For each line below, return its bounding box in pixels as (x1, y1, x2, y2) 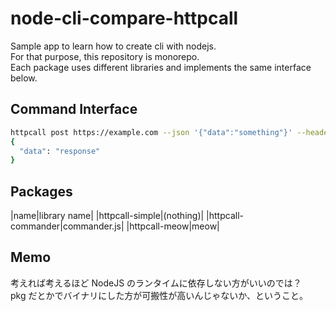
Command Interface (10, 101, 138, 118)
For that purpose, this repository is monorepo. (10, 50, 200, 62)
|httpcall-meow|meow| (126, 220, 220, 232)
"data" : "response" (19, 146, 101, 156)
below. (10, 72, 38, 84)
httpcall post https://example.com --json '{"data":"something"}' (10, 127, 293, 137)
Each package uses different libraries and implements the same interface (10, 61, 312, 73)
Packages (10, 183, 73, 200)
